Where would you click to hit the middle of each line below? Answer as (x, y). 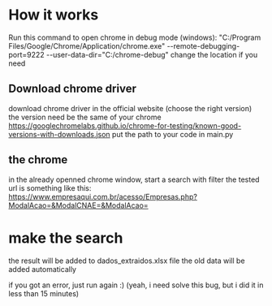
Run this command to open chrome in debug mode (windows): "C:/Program (135, 37)
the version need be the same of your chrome (85, 117)
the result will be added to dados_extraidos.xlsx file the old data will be (127, 261)
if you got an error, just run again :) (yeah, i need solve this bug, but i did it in (136, 285)
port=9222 (26, 54)
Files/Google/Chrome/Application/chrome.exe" (87, 45)
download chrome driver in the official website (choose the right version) (130, 108)
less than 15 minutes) (44, 293)
